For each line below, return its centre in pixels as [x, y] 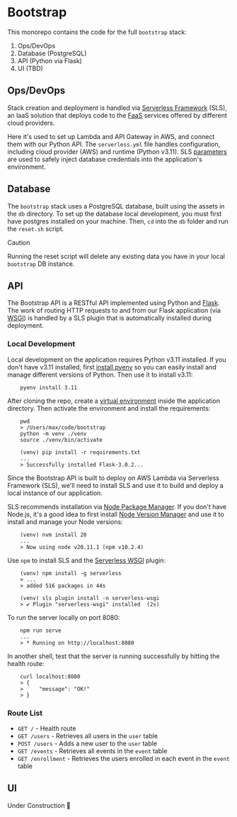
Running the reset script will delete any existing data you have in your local [116, 256]
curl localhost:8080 [50, 677]
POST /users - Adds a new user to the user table [87, 743]
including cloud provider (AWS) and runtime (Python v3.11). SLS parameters [117, 151]
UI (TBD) [30, 68]
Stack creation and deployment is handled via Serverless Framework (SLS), [117, 108]
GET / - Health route [47, 728]
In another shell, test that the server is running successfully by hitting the [114, 656]
